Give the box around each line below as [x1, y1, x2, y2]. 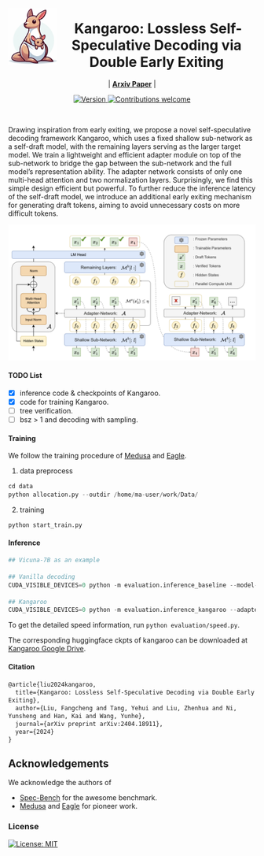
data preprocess [19, 466, 73, 476]
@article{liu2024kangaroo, [8, 680, 97, 688]
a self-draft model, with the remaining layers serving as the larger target [8, 142, 241, 151]
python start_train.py [8, 521, 82, 529]
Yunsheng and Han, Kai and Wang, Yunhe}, [8, 712, 146, 720]
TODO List [8, 371, 42, 380]
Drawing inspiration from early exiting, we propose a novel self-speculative [8, 124, 251, 134]
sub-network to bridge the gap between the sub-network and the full [8, 158, 232, 168]
